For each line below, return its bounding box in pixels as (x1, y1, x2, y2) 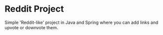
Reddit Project (4, 3, 64, 15)
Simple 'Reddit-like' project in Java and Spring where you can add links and (4, 19, 159, 25)
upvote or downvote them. (4, 24, 58, 30)
